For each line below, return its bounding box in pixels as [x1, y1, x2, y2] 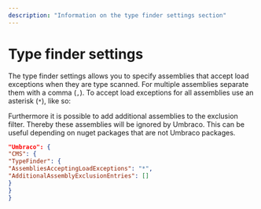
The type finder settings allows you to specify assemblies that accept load [8, 71, 249, 81]
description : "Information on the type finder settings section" [8, 11, 226, 20]
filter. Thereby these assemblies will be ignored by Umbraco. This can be [8, 119, 245, 129]
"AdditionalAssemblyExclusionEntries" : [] [8, 172, 149, 180]
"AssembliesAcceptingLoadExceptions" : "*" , [8, 165, 153, 173]
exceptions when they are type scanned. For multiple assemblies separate [8, 79, 249, 88]
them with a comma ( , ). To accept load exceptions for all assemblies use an [8, 88, 254, 97]
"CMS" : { [8, 150, 37, 158]
